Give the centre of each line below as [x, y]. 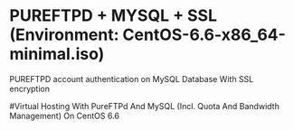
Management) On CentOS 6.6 [65, 116]
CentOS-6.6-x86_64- [204, 35]
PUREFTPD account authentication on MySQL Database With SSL [132, 79]
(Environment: [64, 35]
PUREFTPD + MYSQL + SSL [114, 16]
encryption [29, 88]
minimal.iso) [57, 54]
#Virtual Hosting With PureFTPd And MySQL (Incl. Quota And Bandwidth [145, 106]
